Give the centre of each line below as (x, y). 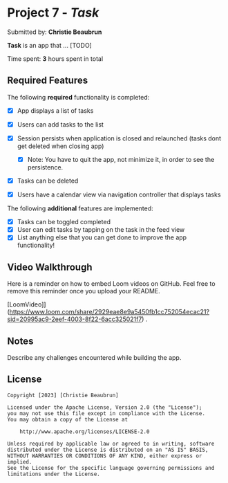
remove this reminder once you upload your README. (84, 291)
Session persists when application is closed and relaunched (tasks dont (119, 138)
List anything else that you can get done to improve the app (102, 237)
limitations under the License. (54, 474)
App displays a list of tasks (55, 110)
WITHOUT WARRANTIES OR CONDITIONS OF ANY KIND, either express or (105, 456)
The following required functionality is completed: (78, 97)
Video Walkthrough (50, 267)
